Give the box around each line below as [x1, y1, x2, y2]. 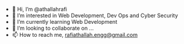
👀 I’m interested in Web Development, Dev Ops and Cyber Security [11, 12, 179, 19]
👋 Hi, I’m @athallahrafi [11, 6, 68, 12]
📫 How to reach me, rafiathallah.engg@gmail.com [11, 32, 138, 38]
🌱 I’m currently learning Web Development [11, 18, 118, 25]
